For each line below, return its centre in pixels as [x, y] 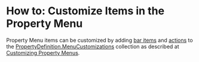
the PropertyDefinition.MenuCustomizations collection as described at [93, 46]
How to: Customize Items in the [85, 11]
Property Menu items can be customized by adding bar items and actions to [99, 40]
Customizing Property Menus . [43, 52]
